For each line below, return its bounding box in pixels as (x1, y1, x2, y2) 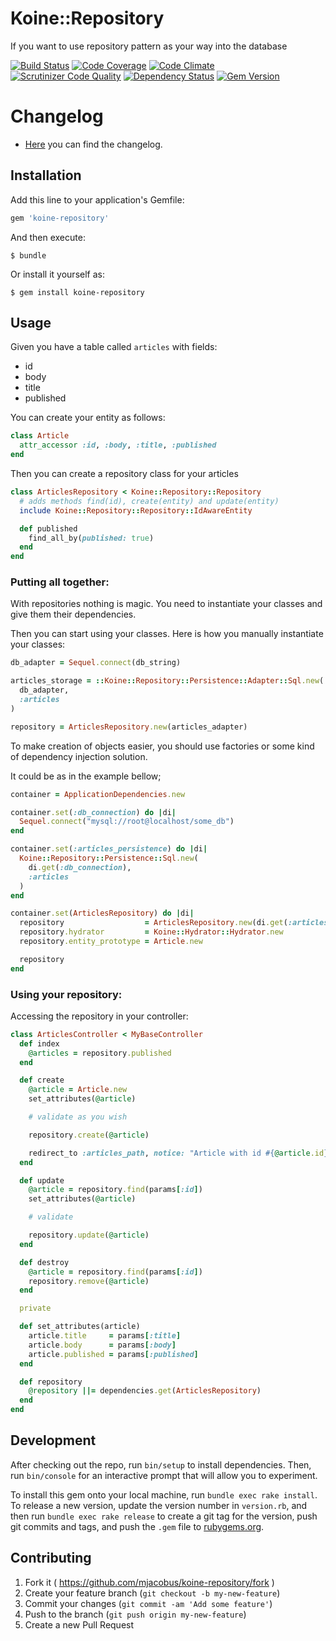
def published (19, 523, 78, 534)
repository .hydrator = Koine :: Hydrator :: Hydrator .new (19, 927, 284, 937)
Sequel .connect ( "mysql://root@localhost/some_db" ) (19, 817, 235, 827)
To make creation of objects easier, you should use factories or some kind (10, 740, 315, 752)
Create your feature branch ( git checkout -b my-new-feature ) (24, 1587, 281, 1599)
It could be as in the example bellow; (10, 770, 162, 782)
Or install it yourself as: (10, 268, 105, 280)
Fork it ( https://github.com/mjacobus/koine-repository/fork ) (24, 1576, 275, 1588)
